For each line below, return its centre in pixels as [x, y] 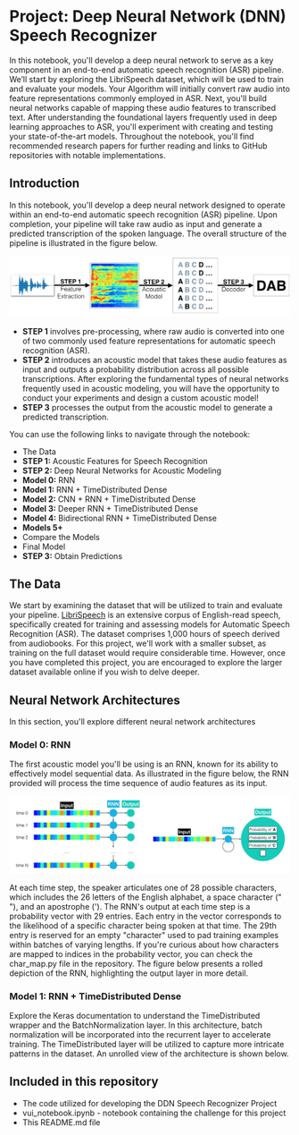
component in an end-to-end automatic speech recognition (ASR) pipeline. [146, 70]
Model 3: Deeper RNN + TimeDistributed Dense [110, 508]
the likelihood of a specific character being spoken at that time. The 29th [143, 925]
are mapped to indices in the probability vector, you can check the [131, 953]
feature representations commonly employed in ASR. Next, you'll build [138, 98]
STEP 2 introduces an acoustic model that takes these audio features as [154, 360]
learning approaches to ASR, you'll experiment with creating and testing [141, 126]
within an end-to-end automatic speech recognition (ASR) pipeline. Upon [144, 214]
